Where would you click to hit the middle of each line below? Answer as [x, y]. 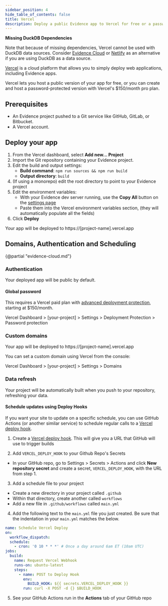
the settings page [38, 202]
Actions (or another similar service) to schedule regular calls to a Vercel [79, 423]
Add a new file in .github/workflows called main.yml [65, 503]
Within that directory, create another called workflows [67, 498]
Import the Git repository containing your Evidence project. [73, 160]
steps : [21, 570]
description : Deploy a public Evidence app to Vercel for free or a [78, 24]
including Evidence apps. [31, 74]
